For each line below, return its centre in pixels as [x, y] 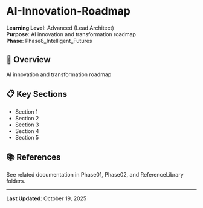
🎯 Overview [28, 60]
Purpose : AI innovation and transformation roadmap [71, 34]
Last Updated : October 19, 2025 [47, 198]
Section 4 [27, 131]
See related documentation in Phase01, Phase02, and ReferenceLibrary [95, 175]
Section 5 [27, 137]
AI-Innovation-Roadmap [69, 11]
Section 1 [26, 112]
